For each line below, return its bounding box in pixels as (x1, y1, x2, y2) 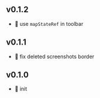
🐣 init (14, 85, 28, 93)
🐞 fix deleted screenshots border (14, 53, 95, 60)
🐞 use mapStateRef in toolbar (14, 20, 84, 27)
